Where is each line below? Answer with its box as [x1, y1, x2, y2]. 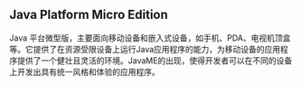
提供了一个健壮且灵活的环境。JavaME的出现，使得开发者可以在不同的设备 [16, 54, 293, 66]
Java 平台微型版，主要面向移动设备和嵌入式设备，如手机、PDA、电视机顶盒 [9, 32, 291, 43]
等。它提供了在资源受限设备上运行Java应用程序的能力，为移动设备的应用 [9, 43, 281, 54]
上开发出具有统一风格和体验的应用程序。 [9, 66, 160, 77]
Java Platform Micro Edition [9, 7, 169, 23]
